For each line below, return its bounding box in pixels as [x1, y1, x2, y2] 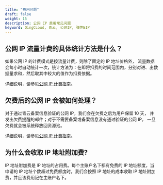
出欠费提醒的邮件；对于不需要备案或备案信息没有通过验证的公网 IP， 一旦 [9, 116, 156, 122]
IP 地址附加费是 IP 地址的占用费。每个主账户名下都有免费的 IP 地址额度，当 [5, 162, 154, 168]
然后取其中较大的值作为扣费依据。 [26, 70, 95, 76]
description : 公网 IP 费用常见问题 [5, 20, 71, 26]
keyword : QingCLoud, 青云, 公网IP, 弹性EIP [5, 25, 90, 30]
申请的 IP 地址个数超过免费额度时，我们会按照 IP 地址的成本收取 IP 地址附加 [5, 168, 156, 174]
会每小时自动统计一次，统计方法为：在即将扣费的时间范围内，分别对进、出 [5, 64, 154, 70]
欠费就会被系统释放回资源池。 [5, 122, 65, 128]
